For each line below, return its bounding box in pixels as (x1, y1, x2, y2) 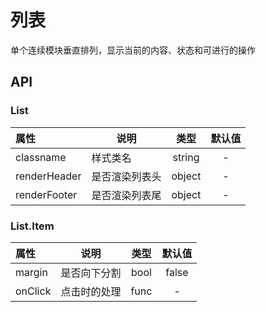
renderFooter (15, 187, 78, 201)
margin (15, 265, 48, 279)
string (172, 150, 200, 164)
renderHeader (15, 169, 82, 183)
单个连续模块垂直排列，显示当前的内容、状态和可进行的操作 (10, 44, 256, 56)
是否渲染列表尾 (91, 188, 162, 202)
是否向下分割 (60, 266, 122, 280)
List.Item (10, 219, 55, 233)
